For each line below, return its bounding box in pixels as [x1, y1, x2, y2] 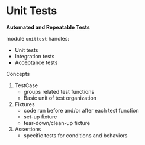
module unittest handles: [6, 35, 70, 42]
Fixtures [14, 100, 35, 107]
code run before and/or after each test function [23, 107, 139, 114]
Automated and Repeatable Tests [6, 24, 90, 31]
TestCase [14, 81, 38, 89]
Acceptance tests [14, 59, 58, 66]
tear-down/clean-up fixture [23, 119, 91, 126]
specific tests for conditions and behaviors [23, 131, 128, 139]
